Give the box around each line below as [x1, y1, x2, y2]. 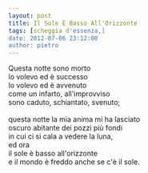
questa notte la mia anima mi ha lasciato [8, 115, 141, 124]
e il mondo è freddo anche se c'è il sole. [8, 157, 140, 167]
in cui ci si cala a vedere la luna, [8, 131, 114, 141]
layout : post [8, 11, 52, 20]
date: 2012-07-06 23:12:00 [8, 34, 98, 42]
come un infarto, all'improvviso [8, 89, 110, 99]
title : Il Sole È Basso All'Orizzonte [8, 19, 138, 27]
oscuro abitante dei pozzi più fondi [8, 123, 122, 133]
